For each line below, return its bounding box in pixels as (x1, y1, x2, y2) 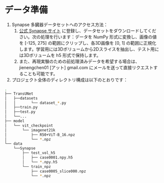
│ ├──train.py (4, 105, 38, 110)
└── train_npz (22, 164, 51, 169)
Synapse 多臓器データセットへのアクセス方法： (11, 22, 109, 27)
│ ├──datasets (4, 96, 38, 101)
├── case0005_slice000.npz (30, 169, 86, 174)
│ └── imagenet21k (4, 128, 55, 132)
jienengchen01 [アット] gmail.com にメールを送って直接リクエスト (19, 64, 154, 70)
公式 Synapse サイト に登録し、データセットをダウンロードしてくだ (19, 27, 157, 33)
